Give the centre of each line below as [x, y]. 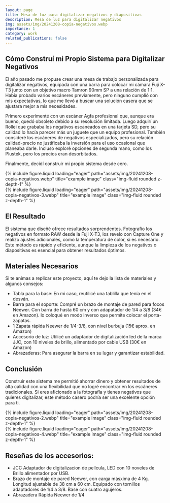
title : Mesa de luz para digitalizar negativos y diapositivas [74, 15]
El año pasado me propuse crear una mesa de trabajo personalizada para [82, 79]
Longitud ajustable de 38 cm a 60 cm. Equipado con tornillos [76, 484]
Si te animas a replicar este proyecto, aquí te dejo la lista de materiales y [81, 278]
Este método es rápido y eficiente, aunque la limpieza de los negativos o [81, 245]
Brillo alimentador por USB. [41, 473]
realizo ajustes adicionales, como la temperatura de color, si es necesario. [82, 239]
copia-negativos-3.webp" [32, 195]
